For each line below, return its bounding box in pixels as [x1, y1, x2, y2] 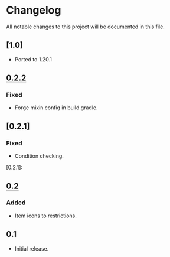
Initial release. [14, 245, 49, 252]
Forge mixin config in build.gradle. [14, 104, 98, 111]
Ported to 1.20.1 [14, 56, 52, 63]
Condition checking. [14, 152, 64, 160]
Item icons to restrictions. [14, 212, 77, 219]
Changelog [6, 4, 61, 17]
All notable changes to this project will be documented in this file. [6, 23, 165, 30]
